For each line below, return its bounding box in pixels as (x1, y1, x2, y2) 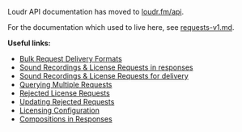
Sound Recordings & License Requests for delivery (19, 71, 189, 80)
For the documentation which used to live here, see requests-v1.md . (7, 23, 235, 32)
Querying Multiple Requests (19, 80, 113, 89)
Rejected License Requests (19, 88, 110, 98)
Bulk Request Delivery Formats (19, 54, 122, 63)
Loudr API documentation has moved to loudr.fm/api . (7, 7, 185, 16)
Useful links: (7, 38, 51, 48)
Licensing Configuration (19, 105, 100, 115)
